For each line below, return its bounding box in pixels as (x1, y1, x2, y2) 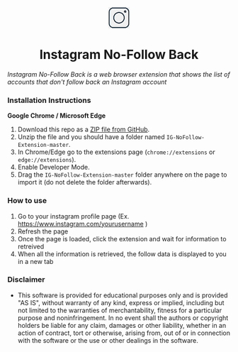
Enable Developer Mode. (17, 163, 90, 172)
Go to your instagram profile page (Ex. (17, 211, 130, 220)
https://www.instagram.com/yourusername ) (17, 219, 148, 228)
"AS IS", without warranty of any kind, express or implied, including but (17, 298, 225, 307)
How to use (7, 196, 47, 206)
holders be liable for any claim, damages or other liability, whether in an (17, 321, 227, 329)
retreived (17, 242, 45, 251)
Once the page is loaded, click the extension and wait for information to (17, 234, 227, 243)
